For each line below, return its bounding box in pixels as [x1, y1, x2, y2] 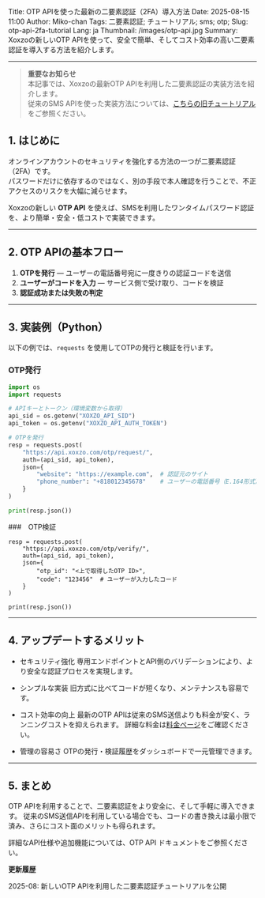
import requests [8, 391, 62, 398]
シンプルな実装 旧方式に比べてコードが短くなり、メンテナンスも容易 [19, 683, 242, 692]
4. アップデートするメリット [8, 634, 145, 647]
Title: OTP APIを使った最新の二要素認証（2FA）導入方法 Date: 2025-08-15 [8, 7, 250, 16]
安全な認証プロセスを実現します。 [26, 666, 137, 676]
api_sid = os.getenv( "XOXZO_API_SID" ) [8, 412, 136, 421]
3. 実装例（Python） [8, 321, 109, 334]
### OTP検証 [8, 522, 57, 531]
